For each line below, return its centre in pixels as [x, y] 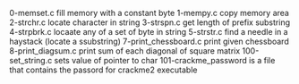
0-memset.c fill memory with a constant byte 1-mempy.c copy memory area [149, 13]
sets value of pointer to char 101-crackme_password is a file [165, 60]
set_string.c [31, 60]
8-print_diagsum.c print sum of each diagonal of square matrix [125, 51]
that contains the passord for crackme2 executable [103, 70]
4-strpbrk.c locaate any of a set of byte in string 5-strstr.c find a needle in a [149, 32]
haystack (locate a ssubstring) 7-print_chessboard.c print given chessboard [149, 41]
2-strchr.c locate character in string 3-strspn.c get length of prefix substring [150, 22]
